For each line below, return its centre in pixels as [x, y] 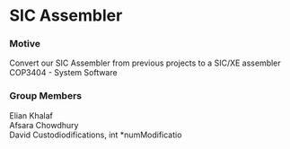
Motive [25, 44]
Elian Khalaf [31, 115]
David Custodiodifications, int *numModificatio [96, 135]
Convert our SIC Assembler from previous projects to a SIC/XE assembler [145, 63]
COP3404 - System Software [64, 73]
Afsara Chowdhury [44, 125]
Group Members [46, 96]
